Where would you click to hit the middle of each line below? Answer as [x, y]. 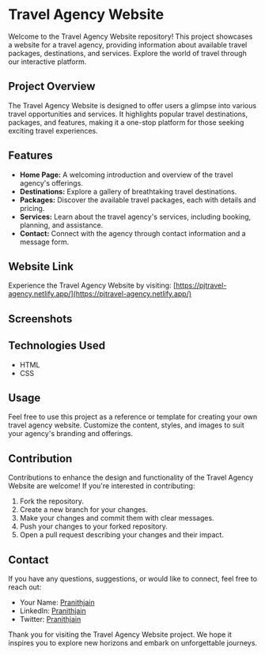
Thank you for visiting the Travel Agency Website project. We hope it [120, 634]
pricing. [32, 208]
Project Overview [52, 87]
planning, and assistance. [61, 225]
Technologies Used [57, 346]
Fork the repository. [52, 501]
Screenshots [40, 319]
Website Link [41, 266]
